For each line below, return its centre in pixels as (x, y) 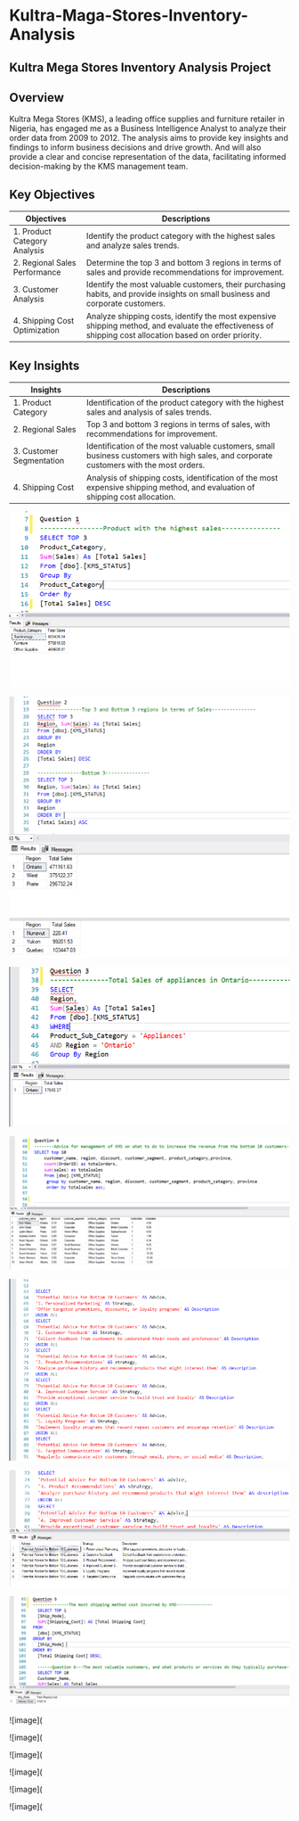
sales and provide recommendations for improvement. (185, 272)
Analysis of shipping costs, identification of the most (182, 477)
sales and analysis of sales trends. (149, 412)
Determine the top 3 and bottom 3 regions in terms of (184, 263)
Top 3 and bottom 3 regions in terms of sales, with (178, 424)
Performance (37, 272)
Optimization (36, 330)
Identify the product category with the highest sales (181, 236)
